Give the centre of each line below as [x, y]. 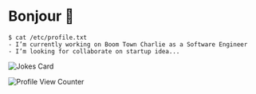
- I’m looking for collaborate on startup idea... [94, 51]
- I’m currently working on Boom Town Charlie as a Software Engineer [128, 44]
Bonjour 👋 [41, 16]
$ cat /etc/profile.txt [48, 37]
